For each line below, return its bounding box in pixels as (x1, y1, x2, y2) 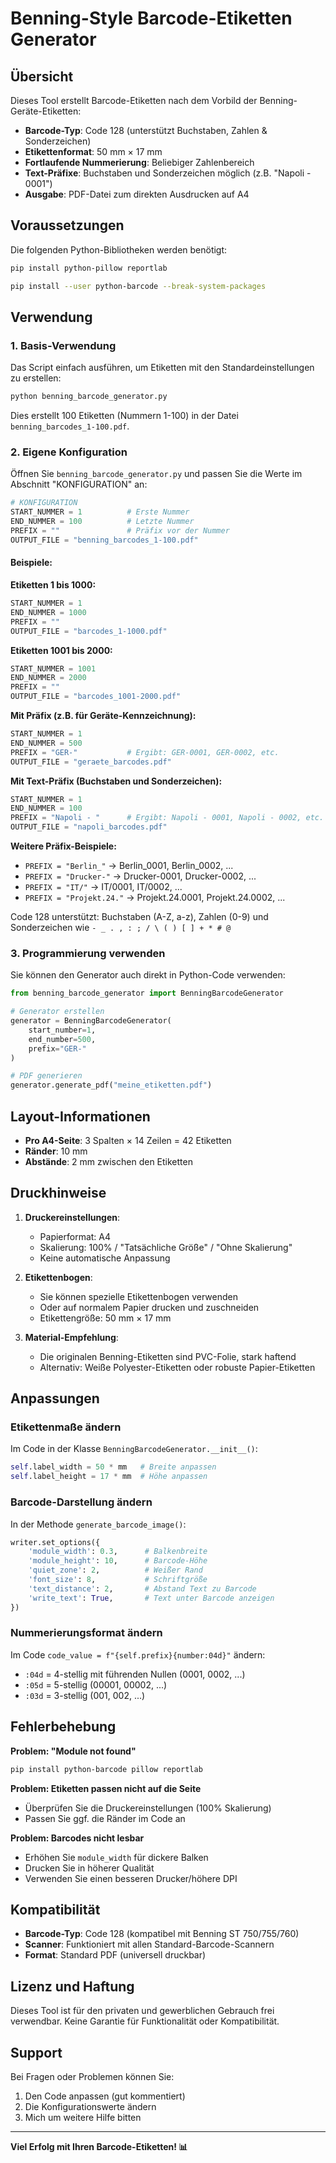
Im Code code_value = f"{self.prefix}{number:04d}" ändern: (10, 1648, 266, 1661)
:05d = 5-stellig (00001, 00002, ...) (24, 1678, 168, 1691)
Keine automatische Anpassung (39, 1252, 171, 1264)
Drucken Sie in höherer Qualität (24, 1862, 155, 1874)
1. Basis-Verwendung (10, 338, 117, 352)
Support (10, 2044, 63, 2061)
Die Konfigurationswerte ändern (24, 2100, 157, 2112)
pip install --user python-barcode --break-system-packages (10, 281, 267, 291)
